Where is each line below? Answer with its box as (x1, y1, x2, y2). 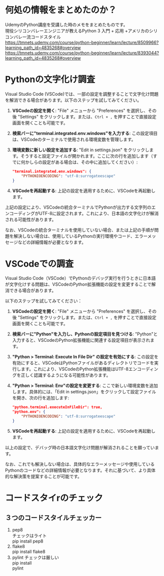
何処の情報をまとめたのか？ (5, 4, 117, 16)
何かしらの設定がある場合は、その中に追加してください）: (21, 159, 138, 165)
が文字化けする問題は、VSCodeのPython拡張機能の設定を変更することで (5, 281, 152, 287)
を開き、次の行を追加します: (12, 395, 70, 401)
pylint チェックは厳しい (12, 554, 59, 560)
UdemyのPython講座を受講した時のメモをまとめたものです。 (5, 22, 128, 27)
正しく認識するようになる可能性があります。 (21, 372, 111, 378)
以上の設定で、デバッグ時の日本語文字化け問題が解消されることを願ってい (5, 444, 155, 450)
